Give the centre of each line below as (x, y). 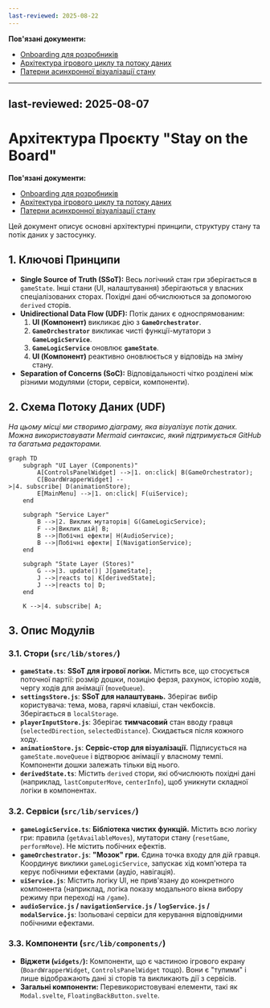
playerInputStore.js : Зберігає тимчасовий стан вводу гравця (126, 722)
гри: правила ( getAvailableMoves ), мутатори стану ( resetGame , (125, 838)
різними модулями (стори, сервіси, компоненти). (105, 382)
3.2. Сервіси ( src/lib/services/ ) (74, 811)
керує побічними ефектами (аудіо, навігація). (98, 871)
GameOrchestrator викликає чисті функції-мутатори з (121, 330)
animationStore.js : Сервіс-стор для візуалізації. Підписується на (133, 748)
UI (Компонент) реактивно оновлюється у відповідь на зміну (137, 356)
